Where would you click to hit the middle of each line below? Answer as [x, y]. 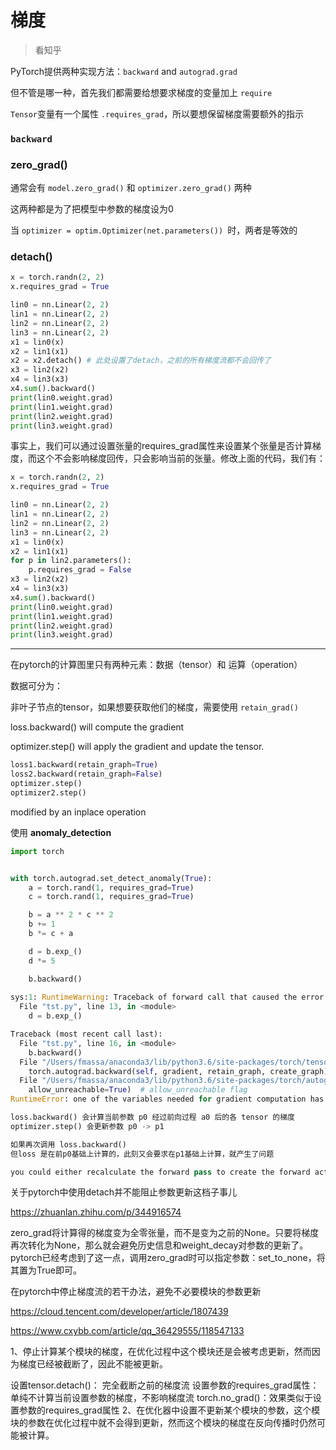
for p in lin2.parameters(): [71, 561]
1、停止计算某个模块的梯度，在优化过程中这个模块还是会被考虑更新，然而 [161, 1352]
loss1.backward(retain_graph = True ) [84, 765]
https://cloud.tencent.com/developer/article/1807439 [119, 1312]
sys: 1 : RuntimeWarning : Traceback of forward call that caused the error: [169, 997]
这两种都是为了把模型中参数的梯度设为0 [92, 209]
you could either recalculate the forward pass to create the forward [160, 1172]
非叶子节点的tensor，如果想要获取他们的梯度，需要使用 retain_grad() [154, 707]
